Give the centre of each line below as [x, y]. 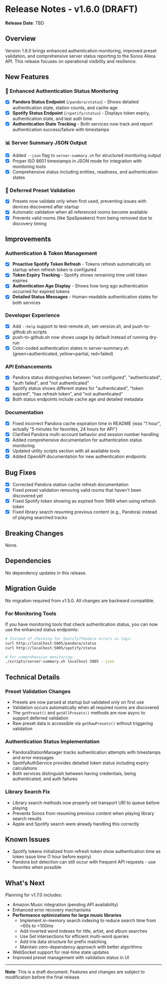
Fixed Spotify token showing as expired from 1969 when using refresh [84, 501]
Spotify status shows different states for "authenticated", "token [78, 388]
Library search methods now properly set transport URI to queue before [86, 803]
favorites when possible [37, 867]
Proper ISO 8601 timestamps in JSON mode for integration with [77, 161]
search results [27, 819]
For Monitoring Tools [31, 613]
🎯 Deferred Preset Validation [40, 190]
